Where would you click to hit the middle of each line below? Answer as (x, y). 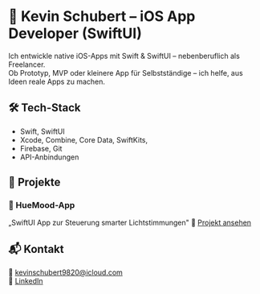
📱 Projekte (35, 182)
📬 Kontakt (36, 249)
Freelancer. (27, 64)
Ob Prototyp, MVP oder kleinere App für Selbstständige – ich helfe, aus (126, 72)
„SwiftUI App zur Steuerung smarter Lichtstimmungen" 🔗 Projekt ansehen (130, 223)
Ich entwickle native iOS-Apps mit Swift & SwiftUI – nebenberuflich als (124, 56)
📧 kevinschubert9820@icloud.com (65, 272)
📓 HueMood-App (42, 205)
